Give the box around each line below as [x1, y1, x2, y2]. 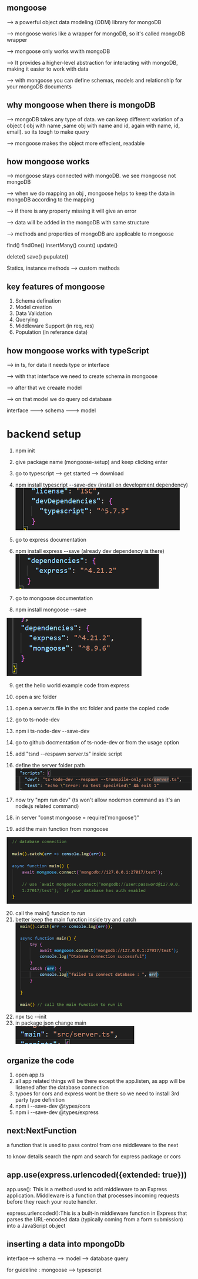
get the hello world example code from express [15, 682, 130, 689]
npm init [15, 447, 35, 454]
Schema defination [15, 297, 61, 304]
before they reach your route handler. [6, 1198, 98, 1205]
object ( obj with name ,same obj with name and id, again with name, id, [6, 122, 180, 129]
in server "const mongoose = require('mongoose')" [15, 814, 140, 821]
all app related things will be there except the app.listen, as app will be [15, 1078, 186, 1085]
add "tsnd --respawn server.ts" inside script [15, 750, 122, 757]
